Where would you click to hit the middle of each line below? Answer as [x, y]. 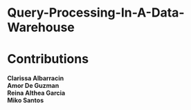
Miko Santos [25, 100]
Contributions [48, 59]
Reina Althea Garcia [36, 93]
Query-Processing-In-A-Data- [96, 13]
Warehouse [41, 27]
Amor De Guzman [33, 86]
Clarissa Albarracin [36, 78]
